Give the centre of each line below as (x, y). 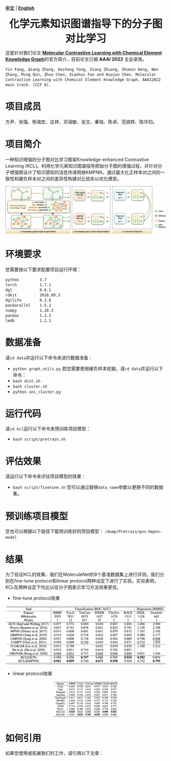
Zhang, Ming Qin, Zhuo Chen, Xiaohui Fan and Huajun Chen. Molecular (81, 75)
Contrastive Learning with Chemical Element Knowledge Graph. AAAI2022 (83, 80)
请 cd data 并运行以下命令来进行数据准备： (49, 357)
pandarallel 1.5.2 (28, 305)
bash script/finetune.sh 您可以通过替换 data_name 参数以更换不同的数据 (88, 487)
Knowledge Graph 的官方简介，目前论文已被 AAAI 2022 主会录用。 (76, 59)
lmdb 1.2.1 (28, 321)
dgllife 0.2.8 (28, 300)
